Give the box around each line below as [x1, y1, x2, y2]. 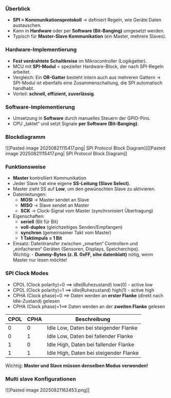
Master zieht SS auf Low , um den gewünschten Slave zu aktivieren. [12, 186, 156, 192]
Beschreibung [75, 315, 110, 322]
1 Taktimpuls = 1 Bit [20, 235, 63, 241]
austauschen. [12, 22, 42, 28]
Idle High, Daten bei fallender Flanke [47, 341, 135, 348]
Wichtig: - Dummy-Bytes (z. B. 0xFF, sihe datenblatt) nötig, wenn [12, 251, 154, 258]
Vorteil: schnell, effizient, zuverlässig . [12, 91, 95, 97]
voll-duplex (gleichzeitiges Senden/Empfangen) [20, 224, 123, 230]
